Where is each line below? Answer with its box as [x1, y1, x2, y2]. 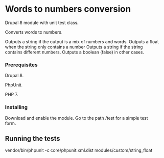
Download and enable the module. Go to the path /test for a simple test [5, 115, 148, 121]
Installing [5, 104, 28, 111]
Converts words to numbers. [5, 29, 63, 35]
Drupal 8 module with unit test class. [5, 20, 79, 26]
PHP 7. [5, 92, 19, 98]
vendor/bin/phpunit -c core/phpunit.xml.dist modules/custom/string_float [5, 147, 153, 153]
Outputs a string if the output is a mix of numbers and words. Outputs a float [5, 38, 159, 45]
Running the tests [5, 134, 60, 143]
